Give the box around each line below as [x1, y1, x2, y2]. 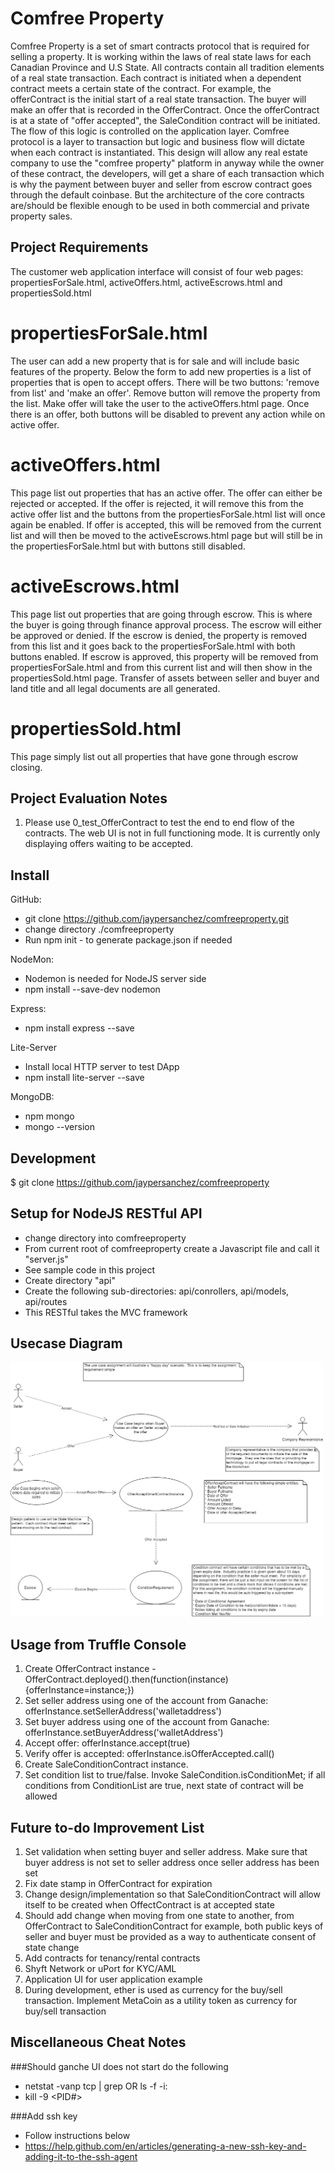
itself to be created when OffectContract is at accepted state [24, 1898, 275, 1911]
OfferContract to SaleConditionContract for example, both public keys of [24, 1920, 324, 1932]
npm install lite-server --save [24, 1072, 145, 1084]
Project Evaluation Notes [10, 790, 168, 807]
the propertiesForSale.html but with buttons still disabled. [10, 540, 246, 552]
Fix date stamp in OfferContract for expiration [24, 1877, 213, 1889]
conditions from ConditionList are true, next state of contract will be [24, 1780, 304, 1792]
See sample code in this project [24, 1263, 155, 1276]
